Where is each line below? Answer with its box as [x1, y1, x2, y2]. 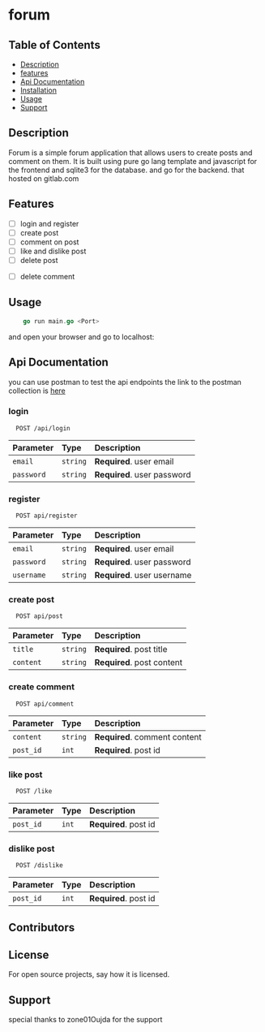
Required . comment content [94, 731, 202, 742]
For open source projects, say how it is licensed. [8, 969, 170, 979]
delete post [19, 255, 58, 265]
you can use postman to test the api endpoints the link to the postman [8, 377, 241, 386]
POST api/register [15, 512, 79, 520]
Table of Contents [8, 38, 101, 52]
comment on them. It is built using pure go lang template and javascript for [8, 156, 258, 166]
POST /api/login [15, 424, 71, 432]
